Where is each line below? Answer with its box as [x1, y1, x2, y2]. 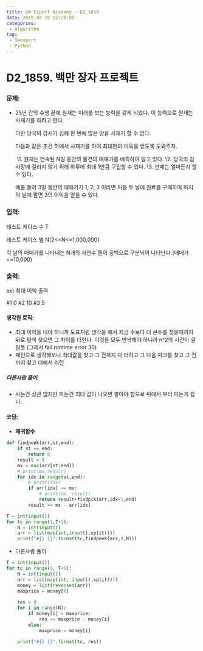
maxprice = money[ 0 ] [17, 588, 69, 594]
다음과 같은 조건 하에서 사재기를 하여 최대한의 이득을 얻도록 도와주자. [15, 142, 177, 150]
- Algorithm [9, 26, 40, 32]
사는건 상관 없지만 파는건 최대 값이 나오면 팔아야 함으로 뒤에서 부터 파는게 [15, 391, 189, 398]
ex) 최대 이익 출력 [6, 287, 49, 294]
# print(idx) [28, 479, 61, 486]
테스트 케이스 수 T [6, 223, 49, 230]
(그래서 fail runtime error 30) [26, 344, 97, 351]
